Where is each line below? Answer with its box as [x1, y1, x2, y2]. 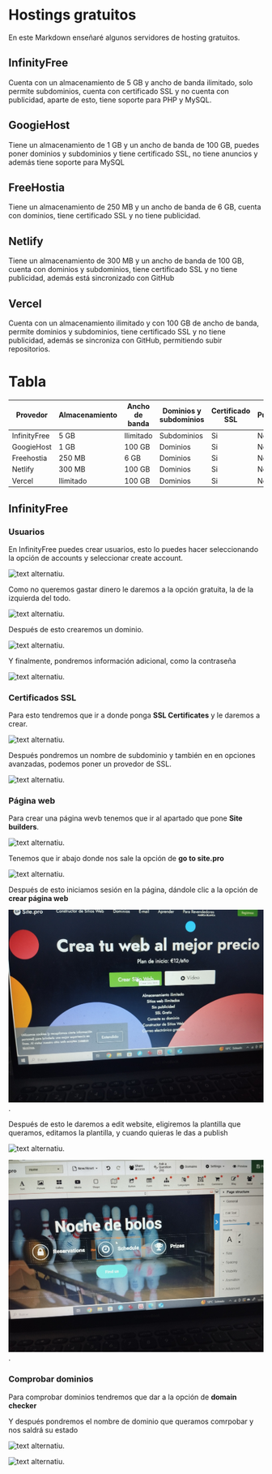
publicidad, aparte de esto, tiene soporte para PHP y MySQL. [8, 95, 212, 105]
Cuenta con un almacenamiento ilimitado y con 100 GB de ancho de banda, [8, 318, 259, 328]
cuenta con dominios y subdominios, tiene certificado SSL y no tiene [8, 265, 238, 274]
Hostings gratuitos [8, 6, 137, 24]
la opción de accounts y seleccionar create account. [8, 553, 184, 562]
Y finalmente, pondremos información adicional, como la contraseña [8, 656, 236, 666]
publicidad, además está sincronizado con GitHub [8, 274, 175, 283]
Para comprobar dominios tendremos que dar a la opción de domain [8, 1392, 237, 1402]
